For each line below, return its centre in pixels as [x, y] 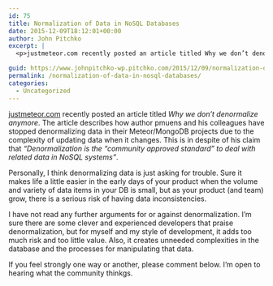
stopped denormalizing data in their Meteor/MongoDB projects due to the [131, 131]
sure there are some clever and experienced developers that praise [121, 223]
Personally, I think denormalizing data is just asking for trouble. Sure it [125, 173]
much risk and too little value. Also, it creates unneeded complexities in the [134, 240]
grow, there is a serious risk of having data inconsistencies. [108, 198]
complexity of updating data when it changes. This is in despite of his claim [134, 139]
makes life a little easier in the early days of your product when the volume [133, 181]
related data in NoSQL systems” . [63, 157]
